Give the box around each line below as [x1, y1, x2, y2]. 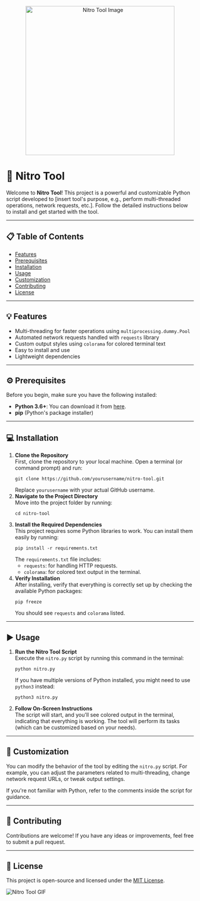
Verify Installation [14, 575, 61, 582]
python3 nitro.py [14, 695, 58, 701]
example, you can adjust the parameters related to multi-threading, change [6, 769, 190, 776]
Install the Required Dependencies [14, 521, 102, 528]
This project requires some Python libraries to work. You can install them [14, 527, 193, 535]
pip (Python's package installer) [14, 409, 94, 416]
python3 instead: [14, 683, 55, 690]
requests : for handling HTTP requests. [23, 562, 118, 569]
